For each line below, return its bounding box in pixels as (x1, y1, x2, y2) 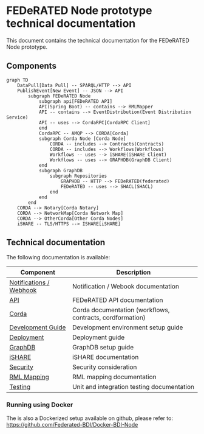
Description (116, 268, 151, 276)
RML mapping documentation (72, 373, 157, 381)
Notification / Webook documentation (72, 282, 179, 290)
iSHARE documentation (72, 352, 139, 361)
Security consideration (72, 363, 137, 371)
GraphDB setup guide (72, 343, 134, 351)
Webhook (9, 285, 37, 294)
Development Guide (9, 323, 66, 332)
